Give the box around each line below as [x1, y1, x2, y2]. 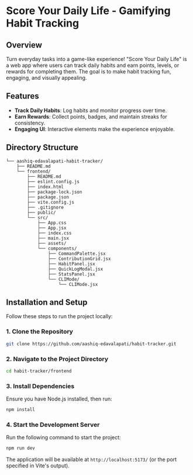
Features [6, 91, 39, 101]
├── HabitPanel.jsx [47, 261, 95, 267]
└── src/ [27, 214, 49, 221]
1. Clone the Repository [6, 328, 73, 336]
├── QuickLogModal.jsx [47, 266, 104, 272]
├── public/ [27, 210, 57, 215]
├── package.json [27, 194, 69, 200]
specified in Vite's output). [6, 462, 70, 469]
